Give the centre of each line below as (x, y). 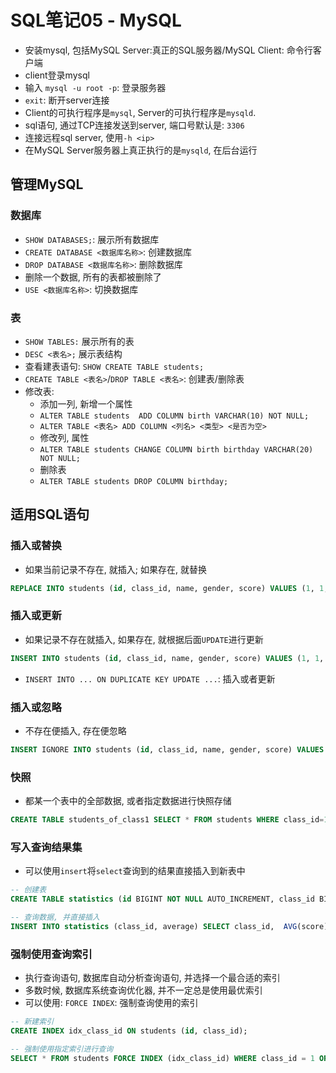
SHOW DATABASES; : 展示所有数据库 (92, 239)
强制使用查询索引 (51, 954)
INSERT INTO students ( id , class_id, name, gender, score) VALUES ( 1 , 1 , (167, 658)
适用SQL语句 (50, 514)
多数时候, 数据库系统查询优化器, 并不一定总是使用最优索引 (143, 990)
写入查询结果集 (46, 847)
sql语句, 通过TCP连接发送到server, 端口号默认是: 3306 (134, 125)
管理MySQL (47, 184)
